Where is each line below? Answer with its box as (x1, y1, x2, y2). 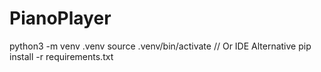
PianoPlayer (9, 7, 112, 30)
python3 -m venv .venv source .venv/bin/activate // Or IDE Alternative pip (9, 40, 312, 52)
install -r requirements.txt (9, 50, 114, 62)
